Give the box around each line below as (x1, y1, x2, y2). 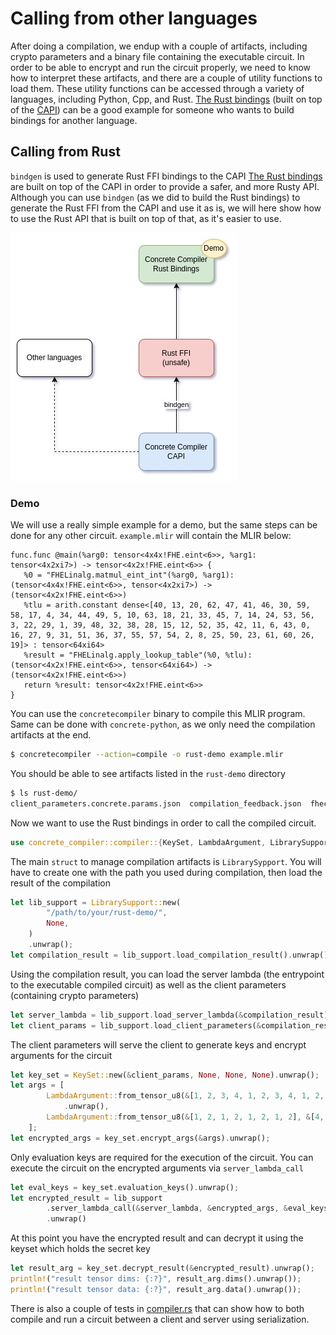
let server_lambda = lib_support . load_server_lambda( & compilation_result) (10, 1010, 329, 1020)
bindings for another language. (10, 114, 138, 126)
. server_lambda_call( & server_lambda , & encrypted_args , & (46, 1203, 288, 1214)
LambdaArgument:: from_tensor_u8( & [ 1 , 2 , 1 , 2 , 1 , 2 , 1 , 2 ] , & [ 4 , (46, 1112, 325, 1122)
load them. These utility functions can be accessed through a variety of (10, 82, 305, 94)
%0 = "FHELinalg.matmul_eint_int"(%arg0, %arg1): (23, 570, 235, 581)
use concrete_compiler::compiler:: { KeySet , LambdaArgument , (10, 837, 267, 847)
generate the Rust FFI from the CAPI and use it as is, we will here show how (10, 202, 322, 214)
